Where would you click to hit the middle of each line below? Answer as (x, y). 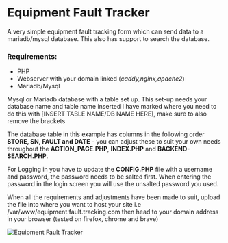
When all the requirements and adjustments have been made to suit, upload (114, 197)
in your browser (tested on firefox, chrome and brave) (83, 219)
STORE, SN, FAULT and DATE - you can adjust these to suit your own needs (114, 142)
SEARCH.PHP (27, 156)
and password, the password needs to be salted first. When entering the (109, 177)
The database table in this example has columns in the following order (106, 134)
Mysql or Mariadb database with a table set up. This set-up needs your (107, 99)
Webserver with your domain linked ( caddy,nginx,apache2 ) (101, 79)
